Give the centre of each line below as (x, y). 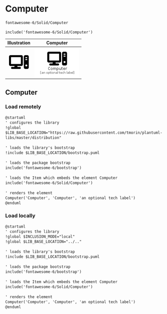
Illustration (19, 43)
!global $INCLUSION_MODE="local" (40, 237)
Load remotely (23, 107)
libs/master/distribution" (33, 138)
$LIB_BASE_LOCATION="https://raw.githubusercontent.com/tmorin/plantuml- (84, 133)
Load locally (20, 216)
